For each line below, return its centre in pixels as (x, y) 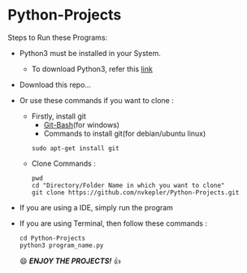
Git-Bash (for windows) (81, 124)
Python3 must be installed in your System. (90, 53)
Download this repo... (55, 84)
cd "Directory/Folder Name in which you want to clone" (128, 185)
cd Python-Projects (52, 238)
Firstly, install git (59, 116)
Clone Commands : (64, 163)
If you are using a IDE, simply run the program (96, 207)
